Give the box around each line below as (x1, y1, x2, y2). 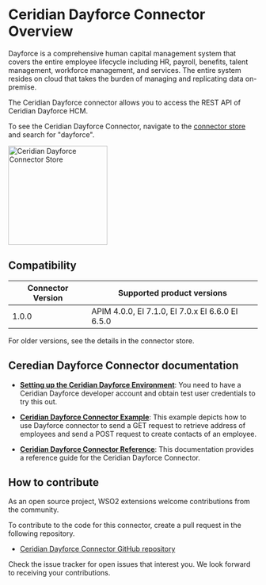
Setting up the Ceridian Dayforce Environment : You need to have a (19, 380, 241, 389)
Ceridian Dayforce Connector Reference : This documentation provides (19, 444, 255, 453)
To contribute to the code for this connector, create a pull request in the (8, 521, 241, 530)
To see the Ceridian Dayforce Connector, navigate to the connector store (8, 121, 246, 131)
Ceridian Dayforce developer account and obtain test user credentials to (19, 388, 256, 398)
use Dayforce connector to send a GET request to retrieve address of (19, 420, 246, 430)
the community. (8, 505, 59, 514)
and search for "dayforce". (8, 129, 95, 140)
